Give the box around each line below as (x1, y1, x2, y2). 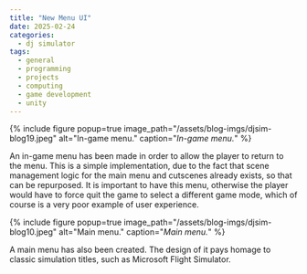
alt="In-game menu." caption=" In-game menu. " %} (58, 133, 252, 144)
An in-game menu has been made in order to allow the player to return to (9, 151, 284, 162)
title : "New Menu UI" (9, 13, 92, 23)
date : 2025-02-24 (9, 22, 76, 31)
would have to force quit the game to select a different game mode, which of (9, 189, 298, 201)
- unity (17, 98, 48, 108)
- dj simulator (17, 38, 76, 48)
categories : (9, 30, 55, 39)
